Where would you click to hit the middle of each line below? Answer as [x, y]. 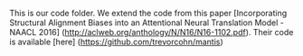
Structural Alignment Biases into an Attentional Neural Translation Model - [147, 23]
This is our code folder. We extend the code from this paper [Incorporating [148, 13]
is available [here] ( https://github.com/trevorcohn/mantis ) [116, 42]
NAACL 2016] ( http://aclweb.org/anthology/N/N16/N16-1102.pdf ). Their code [151, 32]
